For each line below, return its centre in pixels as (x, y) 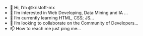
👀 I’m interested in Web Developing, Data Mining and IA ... (69, 13)
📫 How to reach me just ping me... (45, 28)
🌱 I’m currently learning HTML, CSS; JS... (52, 18)
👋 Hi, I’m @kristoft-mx (32, 8)
